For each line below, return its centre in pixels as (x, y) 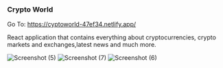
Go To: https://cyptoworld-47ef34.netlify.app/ (72, 24)
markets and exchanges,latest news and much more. (82, 45)
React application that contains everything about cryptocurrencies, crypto (111, 37)
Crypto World (30, 10)
